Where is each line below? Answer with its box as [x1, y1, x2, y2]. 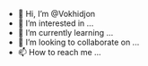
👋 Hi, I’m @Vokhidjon [17, 9, 96, 19]
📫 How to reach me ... [17, 47, 101, 57]
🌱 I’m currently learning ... [17, 28, 114, 37]
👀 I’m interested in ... [17, 18, 94, 29]
